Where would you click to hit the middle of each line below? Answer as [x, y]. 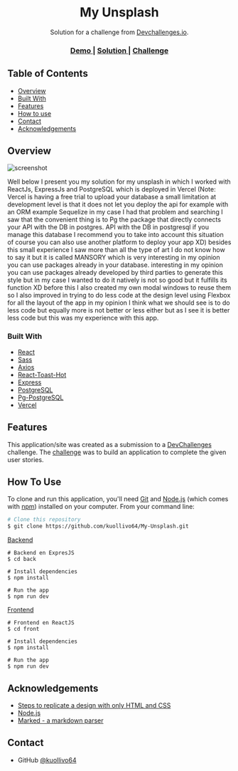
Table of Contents [48, 74]
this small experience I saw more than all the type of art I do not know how [116, 250]
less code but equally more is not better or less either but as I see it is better [119, 310]
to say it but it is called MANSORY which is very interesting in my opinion [114, 258]
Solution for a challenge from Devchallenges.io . [119, 32]
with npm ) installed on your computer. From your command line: [101, 507]
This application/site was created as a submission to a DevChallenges [109, 444]
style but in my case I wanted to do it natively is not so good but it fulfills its [117, 280]
